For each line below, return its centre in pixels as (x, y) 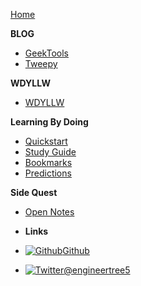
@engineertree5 (97, 270)
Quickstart (46, 141)
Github (76, 250)
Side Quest (34, 192)
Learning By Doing (49, 122)
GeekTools (46, 53)
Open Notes (49, 212)
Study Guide (50, 152)
